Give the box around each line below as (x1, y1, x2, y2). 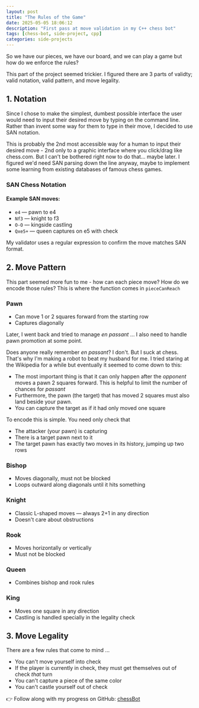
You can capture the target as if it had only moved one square (14, 405, 166, 412)
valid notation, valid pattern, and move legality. (6, 77, 120, 84)
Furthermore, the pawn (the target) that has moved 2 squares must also (14, 392, 190, 399)
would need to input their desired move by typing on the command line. (6, 116, 181, 123)
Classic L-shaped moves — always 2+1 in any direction (14, 509, 149, 516)
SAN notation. (6, 129, 40, 136)
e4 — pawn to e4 (14, 208, 56, 215)
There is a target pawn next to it (14, 434, 93, 441)
